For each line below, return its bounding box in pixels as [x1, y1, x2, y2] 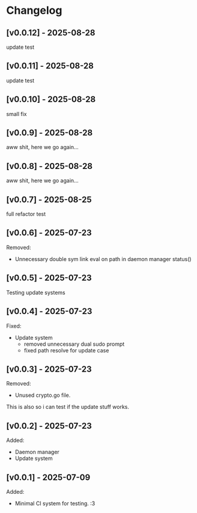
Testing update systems [6, 289, 65, 296]
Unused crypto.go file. [14, 392, 71, 399]
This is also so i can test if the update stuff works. [6, 404, 129, 411]
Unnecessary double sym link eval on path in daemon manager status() [14, 255, 192, 262]
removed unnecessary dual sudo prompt [23, 340, 125, 348]
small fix [6, 110, 27, 117]
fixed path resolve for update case [23, 346, 109, 354]
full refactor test [6, 210, 46, 218]
